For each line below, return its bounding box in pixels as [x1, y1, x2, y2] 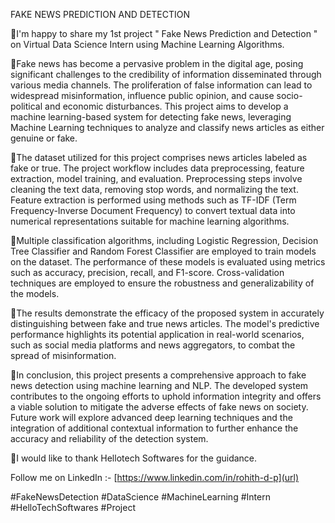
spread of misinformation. [10, 350, 117, 361]
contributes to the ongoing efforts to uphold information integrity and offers [10, 390, 322, 402]
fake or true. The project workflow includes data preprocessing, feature [10, 162, 305, 174]
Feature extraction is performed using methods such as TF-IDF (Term [10, 194, 297, 206]
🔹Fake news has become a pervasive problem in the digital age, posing [10, 58, 304, 69]
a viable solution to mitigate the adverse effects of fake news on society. [10, 401, 309, 413]
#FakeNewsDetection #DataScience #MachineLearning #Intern [10, 491, 271, 503]
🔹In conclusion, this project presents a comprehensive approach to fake [10, 369, 307, 381]
